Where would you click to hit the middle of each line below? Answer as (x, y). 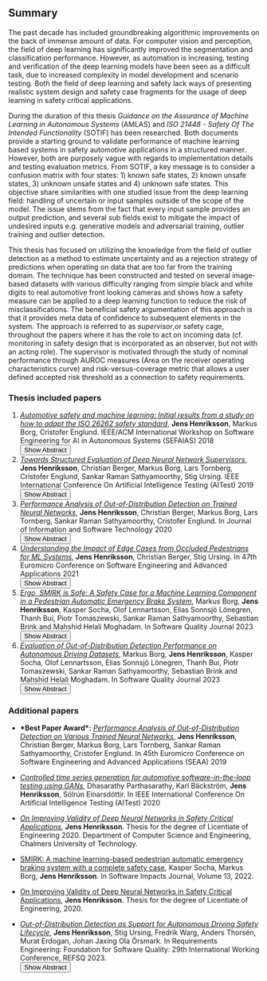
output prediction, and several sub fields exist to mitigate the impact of (124, 217)
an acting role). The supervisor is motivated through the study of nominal (128, 351)
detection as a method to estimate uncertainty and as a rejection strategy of (133, 258)
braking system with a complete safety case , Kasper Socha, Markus (132, 868)
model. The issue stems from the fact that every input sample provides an (130, 209)
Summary (33, 13)
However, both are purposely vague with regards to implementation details (131, 158)
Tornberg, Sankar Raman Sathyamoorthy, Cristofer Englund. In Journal (135, 521)
